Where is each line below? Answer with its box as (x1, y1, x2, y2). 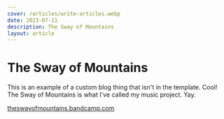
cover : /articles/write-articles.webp (7, 10, 120, 17)
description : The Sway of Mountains (7, 23, 114, 30)
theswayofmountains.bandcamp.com (7, 104, 115, 113)
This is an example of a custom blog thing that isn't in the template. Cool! (7, 83, 218, 92)
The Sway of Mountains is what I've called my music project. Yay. (7, 90, 196, 99)
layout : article (7, 29, 55, 37)
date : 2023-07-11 (7, 17, 58, 24)
